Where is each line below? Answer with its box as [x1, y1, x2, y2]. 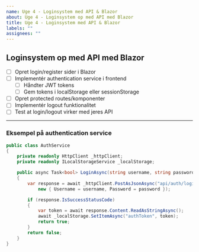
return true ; [37, 219, 70, 225]
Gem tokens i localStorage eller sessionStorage [23, 88, 139, 95]
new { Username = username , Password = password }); [37, 186, 171, 192]
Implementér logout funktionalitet [14, 102, 96, 109]
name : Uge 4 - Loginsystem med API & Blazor [6, 8, 118, 15]
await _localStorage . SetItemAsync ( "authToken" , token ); [37, 214, 179, 219]
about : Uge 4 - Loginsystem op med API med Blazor [6, 14, 134, 20]
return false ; [27, 230, 62, 235]
